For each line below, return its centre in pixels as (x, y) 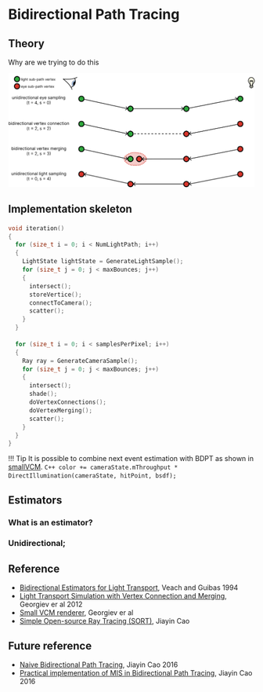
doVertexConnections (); (68, 402)
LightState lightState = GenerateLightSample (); (103, 262)
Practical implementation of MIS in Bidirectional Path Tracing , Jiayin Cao (136, 673)
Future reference (50, 646)
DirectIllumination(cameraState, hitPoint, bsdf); (92, 476)
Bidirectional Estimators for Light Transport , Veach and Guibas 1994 (129, 588)
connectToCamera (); (60, 303)
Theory (27, 44)
